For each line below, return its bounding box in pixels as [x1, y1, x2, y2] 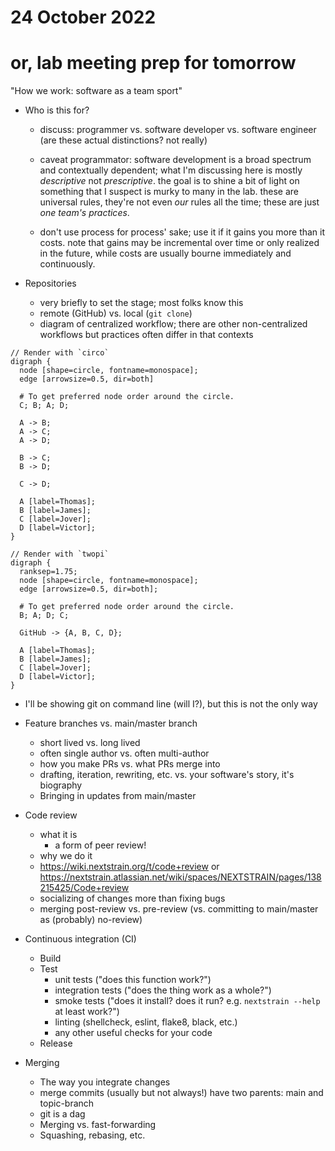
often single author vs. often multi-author [39, 747, 210, 760]
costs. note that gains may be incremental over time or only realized [39, 237, 320, 249]
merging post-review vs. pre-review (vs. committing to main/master [39, 903, 319, 915]
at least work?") [54, 1006, 120, 1018]
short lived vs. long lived [39, 737, 141, 749]
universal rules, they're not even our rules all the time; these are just [39, 196, 320, 208]
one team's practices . [39, 207, 130, 219]
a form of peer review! [54, 839, 147, 851]
